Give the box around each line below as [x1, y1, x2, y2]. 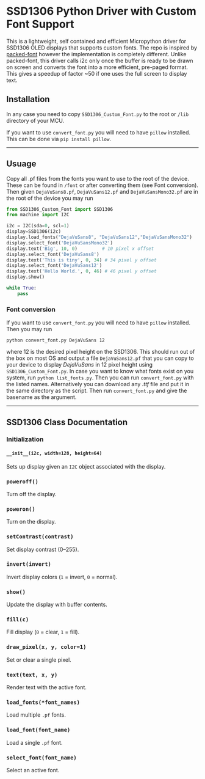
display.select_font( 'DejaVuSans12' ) [6, 263, 103, 269]
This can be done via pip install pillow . [6, 135, 112, 142]
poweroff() [6, 478, 38, 485]
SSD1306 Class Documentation [6, 417, 128, 427]
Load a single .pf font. [6, 739, 63, 746]
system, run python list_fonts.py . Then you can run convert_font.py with [6, 374, 194, 381]
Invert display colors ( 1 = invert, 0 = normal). [6, 573, 118, 580]
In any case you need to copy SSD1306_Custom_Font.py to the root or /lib [6, 110, 189, 117]
